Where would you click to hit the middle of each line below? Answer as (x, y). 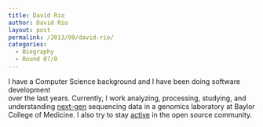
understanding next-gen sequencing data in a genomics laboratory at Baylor (131, 106)
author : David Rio (38, 23)
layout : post (29, 30)
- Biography (35, 52)
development (29, 89)
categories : (27, 45)
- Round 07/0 (37, 60)
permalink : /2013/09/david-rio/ (61, 37)
